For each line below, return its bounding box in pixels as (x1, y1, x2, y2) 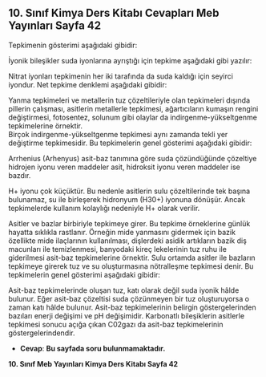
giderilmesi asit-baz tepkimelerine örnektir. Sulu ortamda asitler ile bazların (8, 253, 256, 262)
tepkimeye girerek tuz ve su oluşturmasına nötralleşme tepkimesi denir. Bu (8, 261, 254, 271)
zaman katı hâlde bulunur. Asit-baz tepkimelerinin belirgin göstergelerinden (8, 302, 256, 312)
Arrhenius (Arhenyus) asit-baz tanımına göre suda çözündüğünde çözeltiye (8, 153, 257, 163)
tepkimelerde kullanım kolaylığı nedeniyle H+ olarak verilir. (8, 203, 200, 213)
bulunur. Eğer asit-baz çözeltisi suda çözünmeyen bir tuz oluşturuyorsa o (8, 294, 250, 303)
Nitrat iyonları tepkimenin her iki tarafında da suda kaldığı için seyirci (8, 71, 234, 81)
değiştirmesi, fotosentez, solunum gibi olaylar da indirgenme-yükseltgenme (8, 112, 258, 122)
